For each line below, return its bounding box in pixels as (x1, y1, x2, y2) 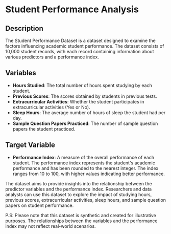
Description (5, 24, 43, 33)
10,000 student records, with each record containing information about (5, 49, 154, 54)
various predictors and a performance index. (5, 54, 100, 60)
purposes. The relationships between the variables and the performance (5, 218, 158, 224)
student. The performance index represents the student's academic (12, 160, 156, 166)
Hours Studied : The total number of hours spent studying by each (12, 82, 152, 88)
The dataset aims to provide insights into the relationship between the (5, 180, 152, 186)
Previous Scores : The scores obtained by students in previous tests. (12, 93, 157, 99)
